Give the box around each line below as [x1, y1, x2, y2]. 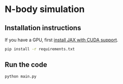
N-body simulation [5, 4, 85, 15]
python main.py [5, 74, 37, 79]
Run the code [5, 60, 47, 69]
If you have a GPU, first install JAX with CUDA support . [5, 37, 118, 43]
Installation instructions [5, 24, 81, 32]
